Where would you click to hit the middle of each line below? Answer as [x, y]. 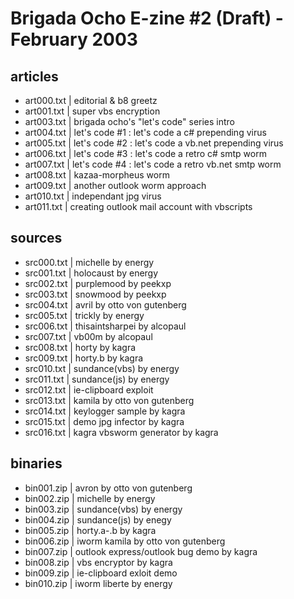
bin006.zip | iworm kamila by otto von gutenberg [125, 541]
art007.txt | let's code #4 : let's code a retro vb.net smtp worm [153, 164]
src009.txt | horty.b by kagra [84, 358]
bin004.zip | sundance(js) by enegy [98, 519]
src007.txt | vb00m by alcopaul [88, 336]
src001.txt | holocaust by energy [91, 273]
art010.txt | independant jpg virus [93, 196]
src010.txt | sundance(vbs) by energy [102, 368]
